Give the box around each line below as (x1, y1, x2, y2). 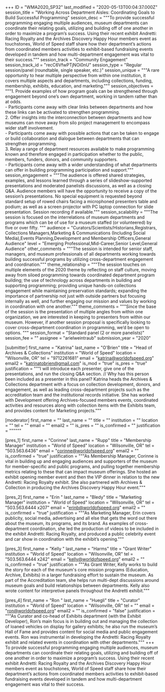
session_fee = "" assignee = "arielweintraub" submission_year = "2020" (5, 335, 151, 341)
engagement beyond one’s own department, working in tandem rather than (5, 93, 158, 99)
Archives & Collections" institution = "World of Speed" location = (5, 350, 136, 355)
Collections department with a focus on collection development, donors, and (5, 382, 161, 387)
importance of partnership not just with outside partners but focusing (5, 293, 146, 299)
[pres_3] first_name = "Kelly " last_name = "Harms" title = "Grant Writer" (5, 546, 152, 552)
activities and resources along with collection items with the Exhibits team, (5, 402, 156, 408)
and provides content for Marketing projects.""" (5, 408, 102, 413)
